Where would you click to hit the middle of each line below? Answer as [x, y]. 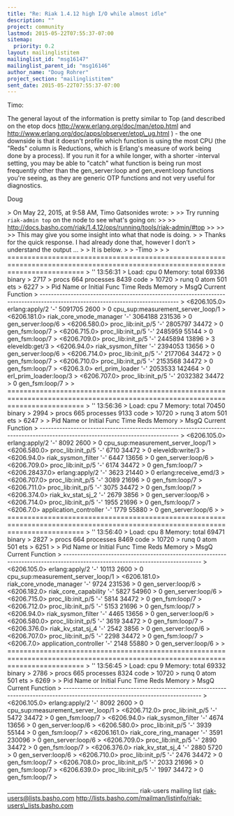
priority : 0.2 [34, 46]
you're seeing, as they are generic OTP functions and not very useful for [111, 178]
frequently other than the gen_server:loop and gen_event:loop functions [111, 171]
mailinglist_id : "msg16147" [48, 59]
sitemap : [20, 40]
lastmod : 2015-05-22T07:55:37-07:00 [60, 33]
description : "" [31, 20]
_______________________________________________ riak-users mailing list [104, 791]
